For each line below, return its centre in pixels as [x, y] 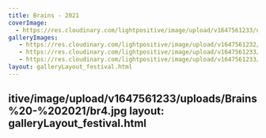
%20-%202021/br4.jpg [68, 111]
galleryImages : [33, 37]
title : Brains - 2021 [44, 15]
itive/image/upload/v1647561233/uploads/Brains [133, 99]
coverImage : [28, 23]
